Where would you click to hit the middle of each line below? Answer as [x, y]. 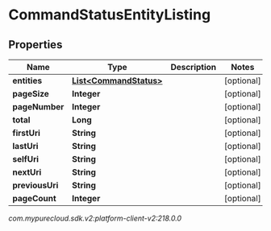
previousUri [35, 185]
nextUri [27, 172]
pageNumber [38, 107]
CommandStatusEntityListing [110, 15]
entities [27, 80]
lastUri [25, 146]
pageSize [31, 94]
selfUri [25, 159]
